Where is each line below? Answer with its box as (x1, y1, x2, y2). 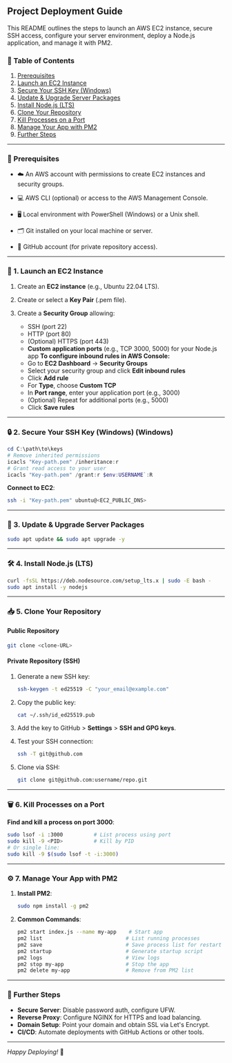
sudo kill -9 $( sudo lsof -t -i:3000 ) (7, 851, 119, 858)
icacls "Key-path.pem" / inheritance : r (7, 458, 119, 465)
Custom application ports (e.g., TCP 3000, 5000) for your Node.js (27, 344, 217, 352)
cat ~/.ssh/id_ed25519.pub (17, 711, 95, 718)
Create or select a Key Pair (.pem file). (17, 295, 126, 303)
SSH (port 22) (27, 322, 68, 330)
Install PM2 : (17, 890, 52, 898)
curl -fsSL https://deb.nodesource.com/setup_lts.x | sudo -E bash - (7, 577, 212, 584)
